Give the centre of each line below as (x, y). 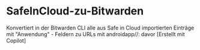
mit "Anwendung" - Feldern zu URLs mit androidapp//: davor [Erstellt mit (95, 34)
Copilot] (16, 40)
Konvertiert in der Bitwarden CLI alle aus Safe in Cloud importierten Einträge (100, 28)
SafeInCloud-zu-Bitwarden (75, 11)
